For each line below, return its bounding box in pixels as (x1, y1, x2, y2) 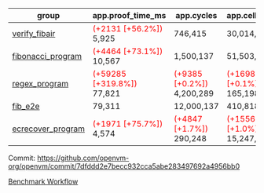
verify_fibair (12, 28, 56, 38)
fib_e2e (12, 101, 40, 111)
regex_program (12, 78, 69, 89)
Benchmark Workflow (8, 177, 79, 186)
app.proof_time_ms (92, 10, 167, 20)
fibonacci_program (12, 51, 82, 61)
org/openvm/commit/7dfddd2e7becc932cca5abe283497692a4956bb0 (8, 162, 240, 171)
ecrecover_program (12, 123, 85, 134)
